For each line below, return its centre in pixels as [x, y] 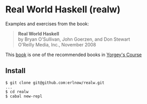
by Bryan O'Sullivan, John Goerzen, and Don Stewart [74, 39]
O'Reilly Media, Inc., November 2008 [57, 44]
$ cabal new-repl [24, 96]
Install [15, 71]
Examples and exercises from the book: [47, 24]
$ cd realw [17, 92]
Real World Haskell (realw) [63, 10]
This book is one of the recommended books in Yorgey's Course [74, 55]
